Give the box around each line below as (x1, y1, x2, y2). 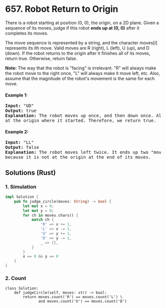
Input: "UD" (5, 103, 34, 109)
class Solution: (5, 286, 39, 291)
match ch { (31, 217, 54, 222)
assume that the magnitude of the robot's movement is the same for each (5, 75, 155, 81)
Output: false (5, 144, 40, 150)
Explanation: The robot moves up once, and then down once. (5, 113, 154, 119)
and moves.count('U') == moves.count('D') (38, 299, 127, 304)
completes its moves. (5, 30, 48, 36)
